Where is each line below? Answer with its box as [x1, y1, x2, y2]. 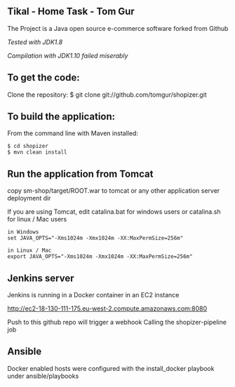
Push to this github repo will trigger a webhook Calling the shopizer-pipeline [7, 318, 227, 327]
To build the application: [7, 111, 116, 123]
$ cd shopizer [7, 143, 49, 150]
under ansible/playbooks [7, 372, 79, 380]
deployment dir [7, 194, 51, 203]
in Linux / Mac [7, 247, 52, 254]
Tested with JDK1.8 [7, 38, 63, 46]
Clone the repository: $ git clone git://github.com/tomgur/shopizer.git [7, 90, 207, 99]
